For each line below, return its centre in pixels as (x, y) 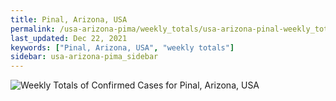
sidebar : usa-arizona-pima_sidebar (84, 57)
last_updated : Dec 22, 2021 (69, 38)
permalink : (33, 29)
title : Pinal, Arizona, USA (69, 19)
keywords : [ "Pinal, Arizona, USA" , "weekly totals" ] (122, 47)
